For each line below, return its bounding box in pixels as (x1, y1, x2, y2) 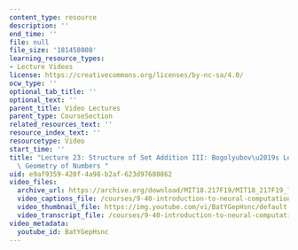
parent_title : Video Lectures (9, 104, 122, 113)
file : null (9, 37, 50, 47)
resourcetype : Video (9, 137, 86, 145)
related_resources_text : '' (9, 121, 114, 129)
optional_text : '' (9, 95, 77, 105)
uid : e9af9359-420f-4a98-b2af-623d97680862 (9, 169, 173, 178)
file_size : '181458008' (9, 46, 98, 55)
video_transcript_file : (17, 210, 105, 220)
